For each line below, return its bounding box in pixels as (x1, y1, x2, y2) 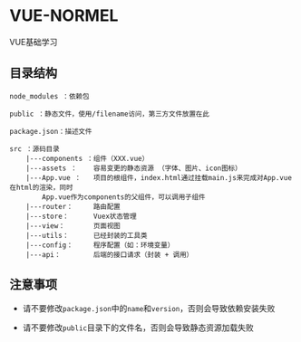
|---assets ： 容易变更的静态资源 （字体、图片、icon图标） (25, 164, 242, 173)
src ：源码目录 (9, 144, 61, 154)
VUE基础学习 (9, 36, 58, 47)
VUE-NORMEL (9, 5, 119, 26)
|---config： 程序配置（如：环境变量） (25, 241, 175, 250)
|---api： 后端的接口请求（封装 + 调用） (25, 250, 193, 259)
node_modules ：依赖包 (9, 91, 90, 100)
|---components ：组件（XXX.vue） (25, 154, 150, 163)
